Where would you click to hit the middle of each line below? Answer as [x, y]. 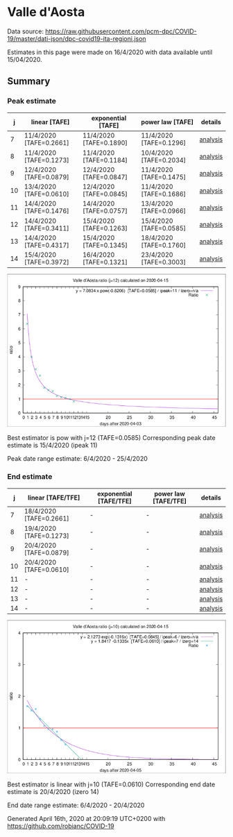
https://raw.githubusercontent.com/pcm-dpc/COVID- [121, 31]
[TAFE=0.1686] [164, 194]
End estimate [30, 477]
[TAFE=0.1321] [105, 262]
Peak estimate [32, 101]
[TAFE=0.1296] [164, 143]
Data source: [25, 31]
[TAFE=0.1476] [46, 211]
